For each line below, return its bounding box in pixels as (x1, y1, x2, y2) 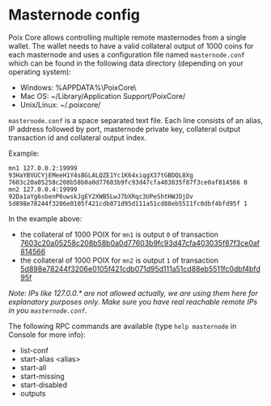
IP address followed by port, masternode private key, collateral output (8, 124, 241, 134)
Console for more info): (8, 330, 87, 340)
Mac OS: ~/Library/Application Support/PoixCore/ (19, 91, 186, 100)
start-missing (19, 371, 65, 381)
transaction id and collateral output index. (8, 132, 147, 143)
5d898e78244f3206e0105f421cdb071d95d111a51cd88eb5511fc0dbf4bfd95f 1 (8, 199, 248, 207)
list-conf (19, 345, 49, 355)
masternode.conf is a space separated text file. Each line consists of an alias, (8, 115, 263, 125)
